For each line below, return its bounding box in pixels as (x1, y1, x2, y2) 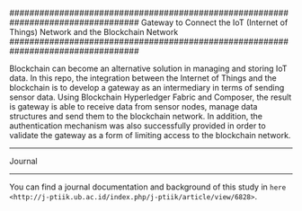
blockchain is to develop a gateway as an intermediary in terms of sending (9, 83, 285, 92)
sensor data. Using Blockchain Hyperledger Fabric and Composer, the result (9, 92, 292, 102)
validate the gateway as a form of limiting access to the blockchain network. (9, 130, 291, 140)
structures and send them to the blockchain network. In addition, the (9, 111, 263, 121)
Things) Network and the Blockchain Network (9, 27, 179, 37)
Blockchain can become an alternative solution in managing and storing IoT (9, 63, 288, 74)
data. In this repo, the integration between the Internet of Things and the (9, 73, 277, 84)
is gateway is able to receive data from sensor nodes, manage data (9, 101, 258, 111)
